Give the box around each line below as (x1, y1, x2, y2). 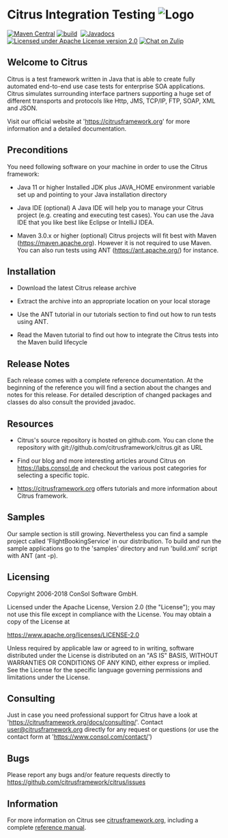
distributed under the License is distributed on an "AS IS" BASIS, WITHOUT (7, 651, 218, 659)
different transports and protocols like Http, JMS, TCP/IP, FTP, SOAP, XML (7, 97, 216, 105)
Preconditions (7, 144, 68, 156)
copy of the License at (7, 617, 70, 626)
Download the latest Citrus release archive (16, 284, 137, 292)
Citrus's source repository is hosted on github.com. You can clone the (16, 436, 214, 444)
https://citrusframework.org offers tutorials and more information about (16, 485, 218, 492)
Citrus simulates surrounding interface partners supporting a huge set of (7, 89, 212, 97)
